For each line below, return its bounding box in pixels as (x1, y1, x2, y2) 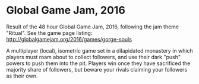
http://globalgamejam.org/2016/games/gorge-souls (6, 35, 132, 43)
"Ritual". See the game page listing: (6, 29, 93, 36)
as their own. (6, 72, 38, 79)
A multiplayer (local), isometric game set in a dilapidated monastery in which (6, 47, 193, 54)
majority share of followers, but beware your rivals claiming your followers (6, 66, 188, 73)
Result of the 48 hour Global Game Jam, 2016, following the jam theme (6, 23, 179, 30)
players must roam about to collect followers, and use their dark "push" (6, 53, 181, 60)
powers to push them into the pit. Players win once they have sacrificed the (6, 60, 191, 67)
